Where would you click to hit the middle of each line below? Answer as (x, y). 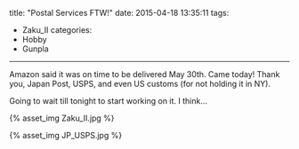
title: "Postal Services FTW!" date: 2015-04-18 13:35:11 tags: (119, 13)
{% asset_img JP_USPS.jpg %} (66, 135)
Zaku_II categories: (57, 30)
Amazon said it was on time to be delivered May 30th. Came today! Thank (145, 74)
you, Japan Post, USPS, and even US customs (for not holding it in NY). (140, 84)
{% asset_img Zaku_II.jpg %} (62, 118)
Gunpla (35, 49)
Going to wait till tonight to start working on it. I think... (108, 101)
